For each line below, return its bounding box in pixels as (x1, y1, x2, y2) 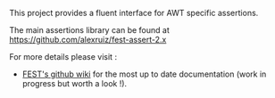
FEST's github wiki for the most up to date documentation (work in (21, 69, 267, 79)
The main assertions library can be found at (9, 25, 170, 35)
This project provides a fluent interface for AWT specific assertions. (9, 8, 259, 18)
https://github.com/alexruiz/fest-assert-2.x (9, 35, 167, 45)
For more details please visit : (9, 52, 118, 61)
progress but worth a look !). (21, 78, 128, 88)
